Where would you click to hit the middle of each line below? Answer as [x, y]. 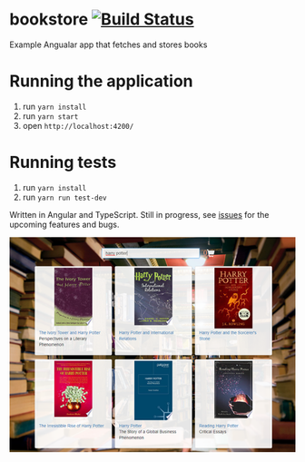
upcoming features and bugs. [64, 224]
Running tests [63, 162]
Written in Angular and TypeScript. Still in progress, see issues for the [139, 214]
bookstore [49, 20]
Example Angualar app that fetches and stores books [108, 44]
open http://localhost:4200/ [78, 125]
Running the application [101, 81]
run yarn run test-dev [64, 197]
